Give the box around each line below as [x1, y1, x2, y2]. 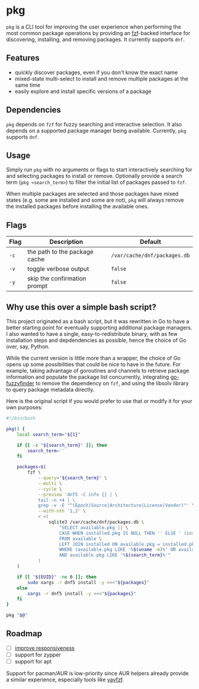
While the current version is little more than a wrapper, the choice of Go [6, 354, 181, 361]
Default [140, 238, 162, 246]
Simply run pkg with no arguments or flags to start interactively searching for [6, 166, 192, 173]
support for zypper [14, 651, 61, 658]
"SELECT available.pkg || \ [59, 525, 129, 531]
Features [6, 53, 40, 63]
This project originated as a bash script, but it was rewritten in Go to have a [6, 318, 190, 325]
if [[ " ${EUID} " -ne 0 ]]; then [17, 574, 97, 580]
